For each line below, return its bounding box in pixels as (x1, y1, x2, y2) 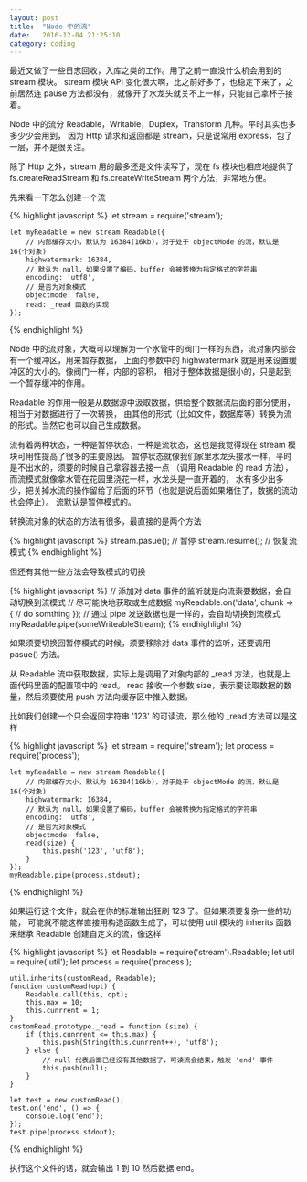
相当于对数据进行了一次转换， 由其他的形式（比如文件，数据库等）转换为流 (9, 409, 292, 420)
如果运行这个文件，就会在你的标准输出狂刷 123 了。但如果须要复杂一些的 (9, 906, 283, 917)
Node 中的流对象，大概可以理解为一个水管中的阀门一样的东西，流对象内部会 (9, 344, 297, 355)
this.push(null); (42, 1064, 108, 1073)
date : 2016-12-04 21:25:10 (9, 30, 121, 39)
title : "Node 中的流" (9, 22, 92, 31)
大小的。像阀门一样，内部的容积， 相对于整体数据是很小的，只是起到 (33, 367, 292, 378)
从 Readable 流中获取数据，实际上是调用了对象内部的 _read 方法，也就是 (9, 668, 283, 679)
